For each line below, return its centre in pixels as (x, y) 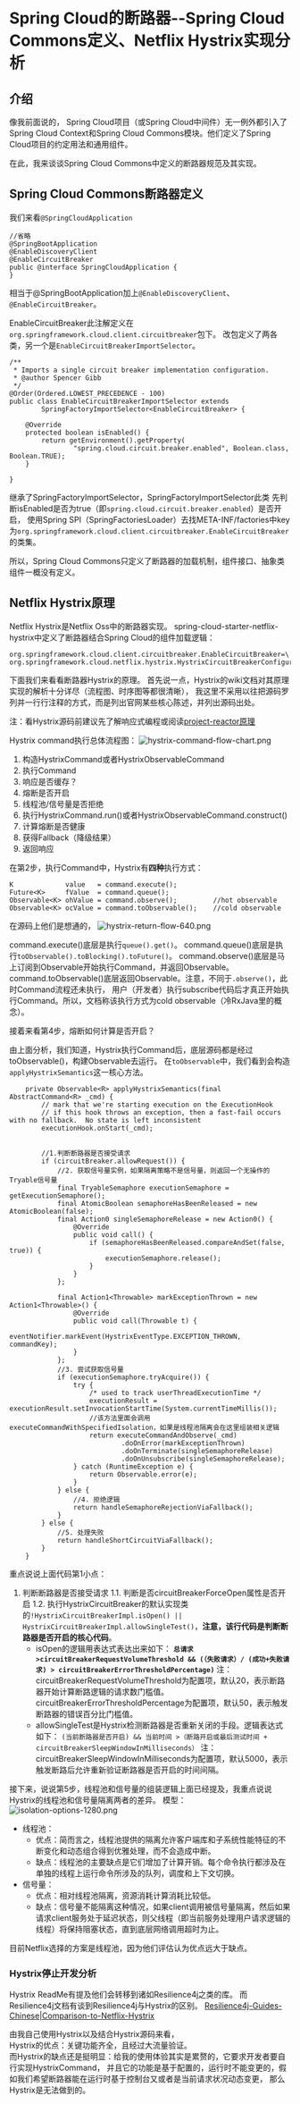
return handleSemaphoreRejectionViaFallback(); (163, 1507)
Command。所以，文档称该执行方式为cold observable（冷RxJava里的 (145, 1000)
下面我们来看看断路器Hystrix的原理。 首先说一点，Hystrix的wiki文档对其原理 (150, 679)
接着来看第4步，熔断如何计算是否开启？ (83, 1031)
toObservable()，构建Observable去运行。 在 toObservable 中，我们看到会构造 (150, 1061)
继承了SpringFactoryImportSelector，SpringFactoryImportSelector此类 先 (145, 497)
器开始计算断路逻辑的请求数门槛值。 (102, 1691)
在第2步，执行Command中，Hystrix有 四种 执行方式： (106, 867)
